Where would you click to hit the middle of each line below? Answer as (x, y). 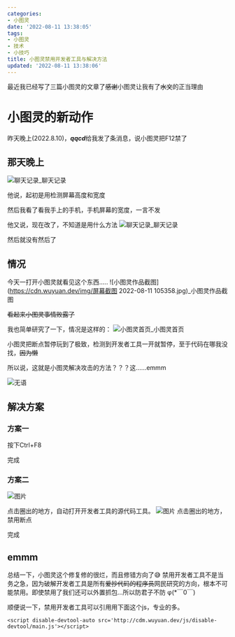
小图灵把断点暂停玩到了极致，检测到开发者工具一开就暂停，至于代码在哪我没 (117, 344)
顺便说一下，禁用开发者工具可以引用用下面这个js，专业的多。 (95, 607)
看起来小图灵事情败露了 (41, 315)
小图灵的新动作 (50, 117)
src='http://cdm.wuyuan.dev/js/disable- (157, 620)
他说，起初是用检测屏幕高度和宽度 (56, 195)
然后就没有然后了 (32, 240)
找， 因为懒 (23, 353)
